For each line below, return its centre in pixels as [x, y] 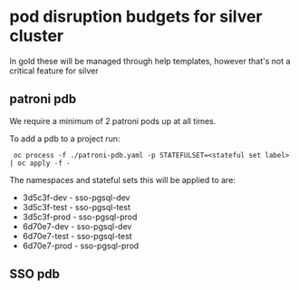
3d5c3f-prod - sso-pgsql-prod [80, 217]
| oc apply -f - [40, 163]
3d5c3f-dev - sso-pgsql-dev [76, 198]
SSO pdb [35, 274]
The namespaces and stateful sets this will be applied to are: [122, 179]
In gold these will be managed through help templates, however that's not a [150, 61]
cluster [37, 36]
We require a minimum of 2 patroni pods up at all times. [113, 121]
